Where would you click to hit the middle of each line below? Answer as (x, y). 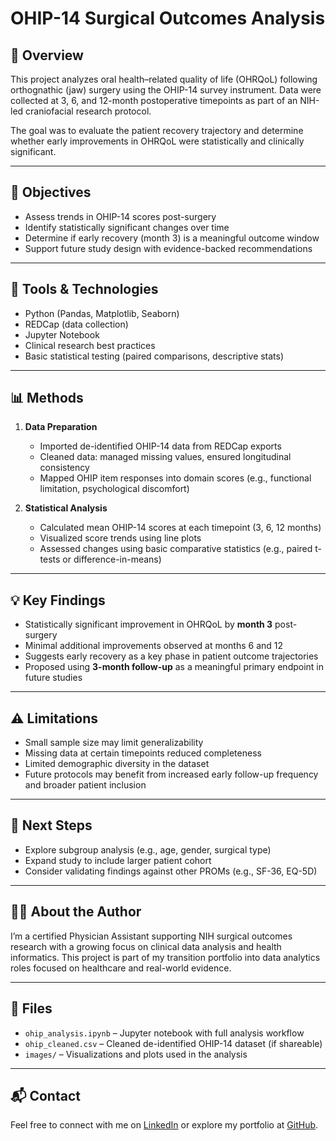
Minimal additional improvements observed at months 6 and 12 (154, 646)
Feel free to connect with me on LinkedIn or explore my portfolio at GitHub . (164, 1125)
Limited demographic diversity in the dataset (117, 764)
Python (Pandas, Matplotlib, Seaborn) (102, 313)
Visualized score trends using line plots (120, 538)
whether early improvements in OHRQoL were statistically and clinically (157, 141)
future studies (53, 678)
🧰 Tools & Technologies (84, 289)
